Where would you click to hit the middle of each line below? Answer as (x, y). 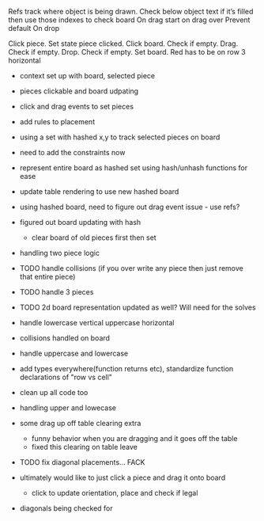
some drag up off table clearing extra (80, 423)
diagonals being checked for (66, 508)
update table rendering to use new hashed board (99, 192)
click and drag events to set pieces (77, 106)
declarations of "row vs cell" (66, 377)
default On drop (34, 28)
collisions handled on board (65, 338)
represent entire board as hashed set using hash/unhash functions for (134, 168)
